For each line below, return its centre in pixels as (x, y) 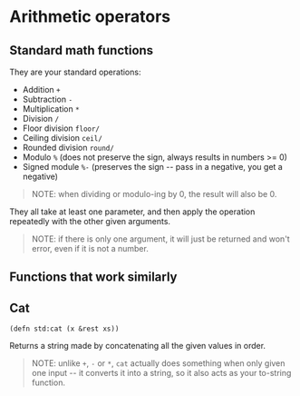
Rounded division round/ (68, 148)
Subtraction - (48, 99)
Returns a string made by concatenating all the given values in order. (137, 346)
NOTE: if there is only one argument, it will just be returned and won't (160, 239)
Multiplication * (51, 109)
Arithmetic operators (90, 17)
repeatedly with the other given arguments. (90, 221)
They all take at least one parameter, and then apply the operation (132, 212)
